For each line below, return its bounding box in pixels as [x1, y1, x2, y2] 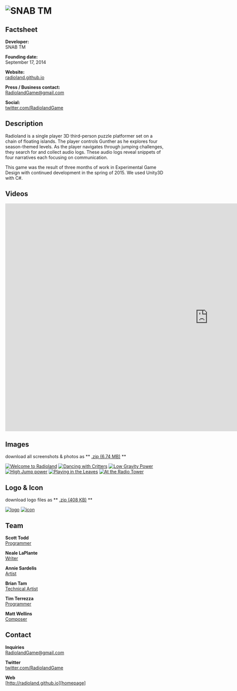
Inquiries [5, 644, 24, 650]
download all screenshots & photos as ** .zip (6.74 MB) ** [5, 454, 127, 460]
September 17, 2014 [5, 59, 47, 65]
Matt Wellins [5, 611, 32, 617]
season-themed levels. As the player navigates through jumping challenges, [5, 143, 164, 149]
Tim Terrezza [5, 595, 34, 602]
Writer [5, 555, 18, 561]
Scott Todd [5, 535, 29, 541]
